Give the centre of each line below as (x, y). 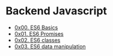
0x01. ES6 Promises (39, 33)
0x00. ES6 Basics (36, 27)
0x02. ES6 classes (37, 40)
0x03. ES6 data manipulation (50, 46)
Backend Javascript (56, 11)
